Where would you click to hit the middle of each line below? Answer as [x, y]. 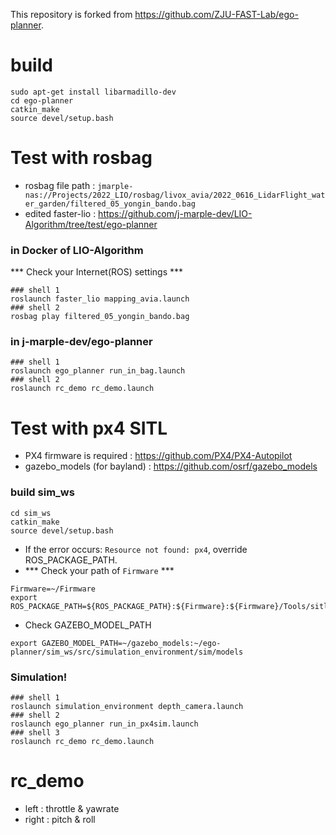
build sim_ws [42, 492]
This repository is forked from [71, 14]
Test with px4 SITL [89, 428]
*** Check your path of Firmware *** [99, 570]
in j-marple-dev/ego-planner [81, 342]
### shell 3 [35, 733]
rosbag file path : [60, 185]
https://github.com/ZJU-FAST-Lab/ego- [216, 14]
